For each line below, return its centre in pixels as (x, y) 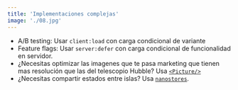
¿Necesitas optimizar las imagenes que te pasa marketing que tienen (119, 63)
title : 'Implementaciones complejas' (63, 14)
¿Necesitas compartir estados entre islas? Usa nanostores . (103, 78)
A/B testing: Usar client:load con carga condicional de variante (112, 40)
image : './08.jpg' (34, 21)
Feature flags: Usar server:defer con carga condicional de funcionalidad (124, 48)
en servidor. (35, 56)
